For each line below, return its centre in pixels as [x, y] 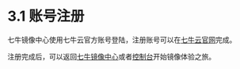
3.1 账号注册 [46, 16]
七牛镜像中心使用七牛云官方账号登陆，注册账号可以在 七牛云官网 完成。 [122, 40]
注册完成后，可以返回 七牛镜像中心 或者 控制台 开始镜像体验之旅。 [111, 56]
